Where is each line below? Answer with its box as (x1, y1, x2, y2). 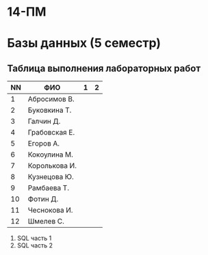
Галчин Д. (27, 117, 61, 126)
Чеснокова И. (27, 206, 73, 215)
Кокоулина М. (27, 150, 74, 159)
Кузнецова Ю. (27, 172, 74, 182)
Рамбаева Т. (27, 183, 70, 193)
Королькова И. (27, 161, 77, 171)
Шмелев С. (27, 217, 65, 226)
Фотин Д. (27, 194, 59, 204)
